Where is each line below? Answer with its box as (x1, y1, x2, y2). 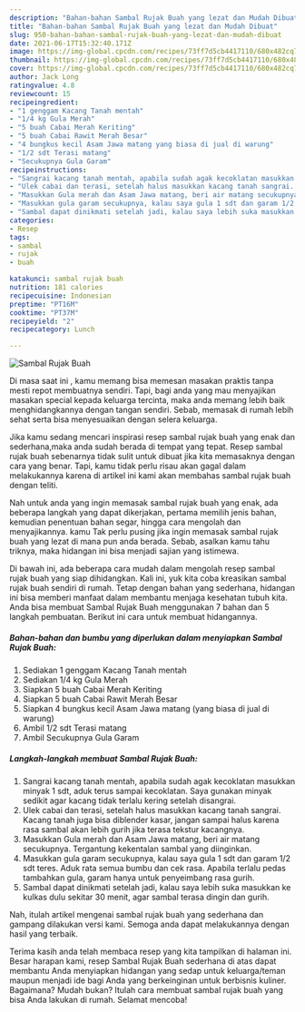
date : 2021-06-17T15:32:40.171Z (9, 38, 132, 48)
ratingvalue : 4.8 (9, 81, 75, 90)
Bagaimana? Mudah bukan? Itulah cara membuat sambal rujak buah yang (9, 985, 284, 996)
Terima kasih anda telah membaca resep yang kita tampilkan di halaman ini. (9, 946, 292, 958)
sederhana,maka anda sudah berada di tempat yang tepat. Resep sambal (9, 441, 283, 452)
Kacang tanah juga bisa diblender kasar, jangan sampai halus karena (22, 814, 280, 826)
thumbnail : (9, 55, 51, 64)
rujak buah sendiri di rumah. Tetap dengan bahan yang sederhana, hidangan (9, 583, 295, 594)
